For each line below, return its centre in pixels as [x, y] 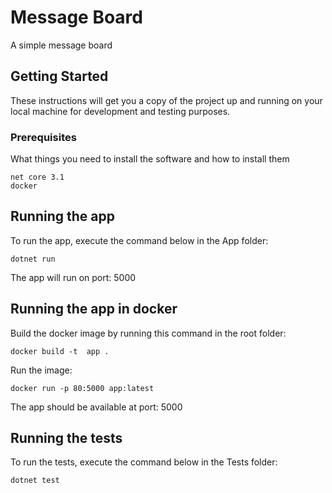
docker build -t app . [60, 351]
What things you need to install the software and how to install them [150, 159]
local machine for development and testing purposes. [120, 111]
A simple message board [61, 45]
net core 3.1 [37, 177]
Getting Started [59, 76]
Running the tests [66, 438]
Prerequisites [43, 137]
